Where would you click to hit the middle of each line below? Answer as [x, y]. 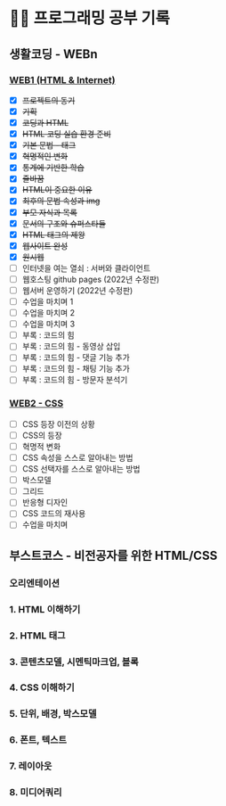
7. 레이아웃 [31, 766]
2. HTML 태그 [37, 636]
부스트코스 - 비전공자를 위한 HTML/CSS [113, 555]
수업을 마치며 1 [48, 301]
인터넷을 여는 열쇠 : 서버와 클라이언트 [86, 267]
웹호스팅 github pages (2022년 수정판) [91, 279]
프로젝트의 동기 [48, 100]
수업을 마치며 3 [48, 324]
